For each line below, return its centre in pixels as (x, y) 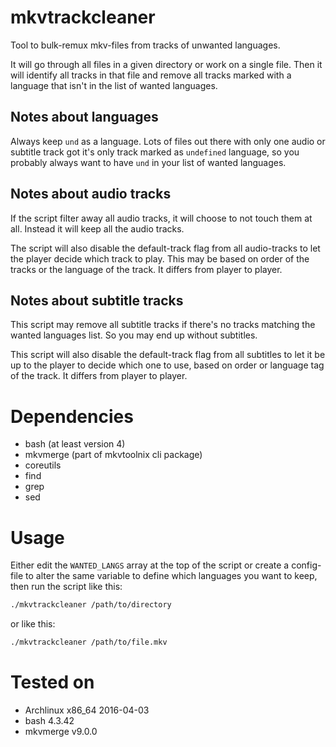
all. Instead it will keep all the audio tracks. (97, 228)
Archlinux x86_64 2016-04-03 (87, 710)
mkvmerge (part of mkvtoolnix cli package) (113, 455)
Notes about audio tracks (91, 194)
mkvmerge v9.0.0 (61, 731)
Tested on (52, 682)
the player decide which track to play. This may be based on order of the (160, 258)
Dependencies (72, 416)
